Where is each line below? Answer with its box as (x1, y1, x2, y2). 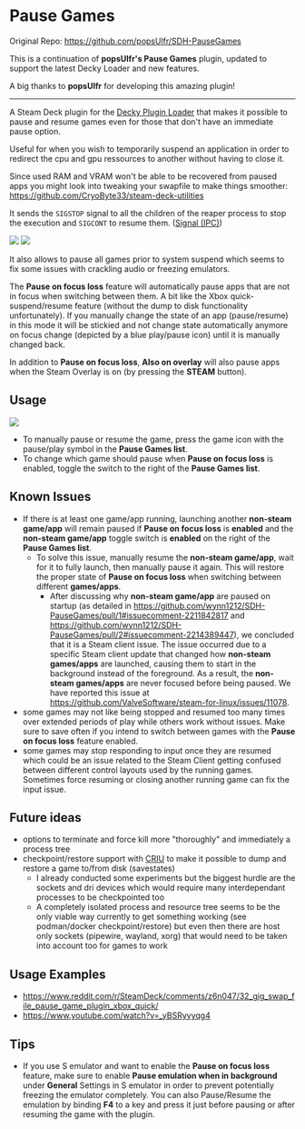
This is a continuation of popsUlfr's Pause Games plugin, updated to (9, 53, 268, 64)
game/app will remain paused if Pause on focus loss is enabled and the (22, 523, 294, 534)
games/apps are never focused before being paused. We (75, 677, 291, 688)
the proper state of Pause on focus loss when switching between (35, 571, 281, 582)
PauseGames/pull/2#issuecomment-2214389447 (49, 629, 234, 640)
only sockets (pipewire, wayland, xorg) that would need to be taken (35, 931, 288, 942)
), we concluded (233, 629, 295, 640)
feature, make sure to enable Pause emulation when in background (22, 1070, 278, 1081)
